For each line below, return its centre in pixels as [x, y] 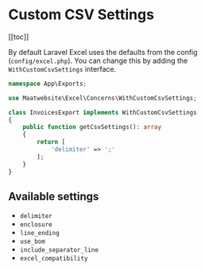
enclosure [36, 225]
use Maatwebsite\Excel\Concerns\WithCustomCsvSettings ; [102, 98]
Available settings [54, 196]
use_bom [32, 242]
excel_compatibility [54, 259]
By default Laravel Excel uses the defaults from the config [103, 52]
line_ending [39, 233]
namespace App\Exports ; [48, 84]
